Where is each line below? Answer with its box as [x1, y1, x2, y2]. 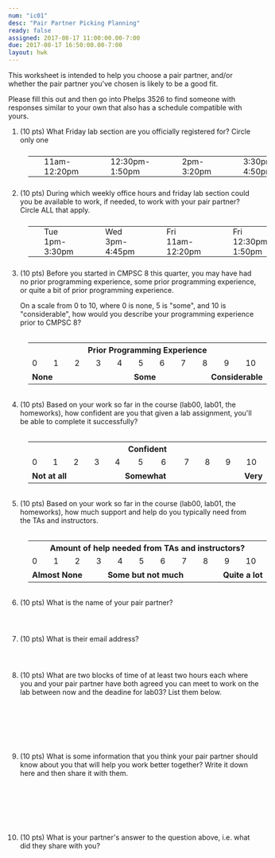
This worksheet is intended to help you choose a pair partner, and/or [8, 71, 233, 80]
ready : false [8, 26, 52, 34]
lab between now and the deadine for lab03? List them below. [19, 688, 223, 696]
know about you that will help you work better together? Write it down [19, 760, 249, 769]
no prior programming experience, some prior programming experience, [19, 277, 257, 287]
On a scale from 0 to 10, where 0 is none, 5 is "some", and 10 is [19, 301, 227, 310]
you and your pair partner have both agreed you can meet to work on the [19, 679, 259, 688]
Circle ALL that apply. [19, 205, 91, 215]
